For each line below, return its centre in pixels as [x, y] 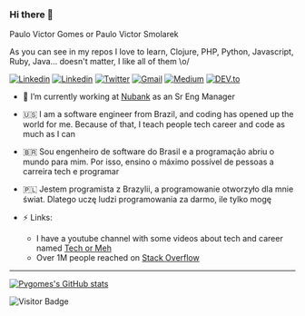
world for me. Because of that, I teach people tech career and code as [154, 124]
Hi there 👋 [32, 15]
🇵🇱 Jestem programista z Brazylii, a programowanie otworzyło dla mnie [158, 189]
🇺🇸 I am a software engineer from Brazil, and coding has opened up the [158, 114]
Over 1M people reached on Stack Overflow [118, 258]
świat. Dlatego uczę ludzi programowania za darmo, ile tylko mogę [147, 200]
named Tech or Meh [74, 248]
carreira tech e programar [71, 172]
